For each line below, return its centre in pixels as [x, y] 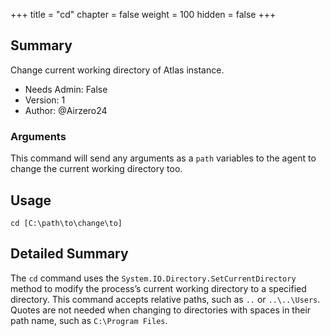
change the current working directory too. [96, 169]
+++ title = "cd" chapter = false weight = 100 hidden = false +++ [143, 14]
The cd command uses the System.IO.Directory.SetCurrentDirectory [153, 278]
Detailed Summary [69, 254]
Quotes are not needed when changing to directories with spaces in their [161, 310]
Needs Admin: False [66, 89]
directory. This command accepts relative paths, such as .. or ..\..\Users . [165, 299]
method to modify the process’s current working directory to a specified [158, 288]
